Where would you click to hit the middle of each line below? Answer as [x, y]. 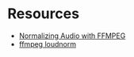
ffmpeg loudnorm [48, 44]
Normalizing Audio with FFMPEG [72, 36]
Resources [44, 14]
